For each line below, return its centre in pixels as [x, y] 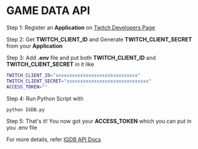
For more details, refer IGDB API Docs [54, 140]
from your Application [35, 46]
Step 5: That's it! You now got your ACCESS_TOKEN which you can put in [99, 121]
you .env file [22, 128]
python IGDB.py [26, 110]
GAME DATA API [48, 11]
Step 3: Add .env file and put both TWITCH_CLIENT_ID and [81, 57]
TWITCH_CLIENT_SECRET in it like [50, 64]
